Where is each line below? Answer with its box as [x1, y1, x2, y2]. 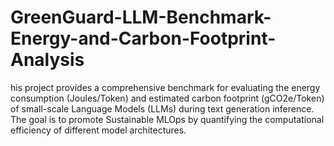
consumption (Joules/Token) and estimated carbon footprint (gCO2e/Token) [10, 92, 325, 104]
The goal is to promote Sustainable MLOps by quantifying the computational [10, 113, 325, 125]
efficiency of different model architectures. [10, 124, 187, 136]
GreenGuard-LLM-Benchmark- [10, 6, 272, 29]
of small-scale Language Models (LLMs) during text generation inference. [10, 102, 315, 115]
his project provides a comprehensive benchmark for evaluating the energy [10, 81, 321, 93]
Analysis [10, 49, 85, 71]
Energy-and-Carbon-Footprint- [10, 27, 277, 50]
